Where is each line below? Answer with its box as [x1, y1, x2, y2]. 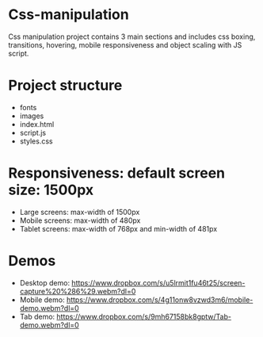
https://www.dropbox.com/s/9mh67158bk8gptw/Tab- [56, 312, 232, 321]
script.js [19, 128, 46, 137]
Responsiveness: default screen [8, 164, 226, 182]
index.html [19, 119, 55, 128]
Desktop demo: [19, 278, 70, 287]
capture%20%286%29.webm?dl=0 [19, 286, 136, 296]
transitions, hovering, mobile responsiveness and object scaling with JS [8, 40, 242, 49]
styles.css [19, 136, 53, 146]
